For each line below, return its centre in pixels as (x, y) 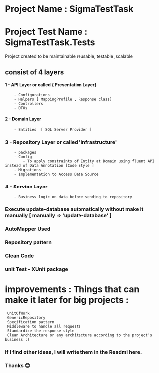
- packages (25, 153)
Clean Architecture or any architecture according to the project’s (80, 335)
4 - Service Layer (26, 186)
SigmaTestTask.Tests (50, 43)
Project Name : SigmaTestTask (69, 9)
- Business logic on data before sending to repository (73, 197)
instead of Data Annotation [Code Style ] (50, 166)
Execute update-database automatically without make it (74, 209)
